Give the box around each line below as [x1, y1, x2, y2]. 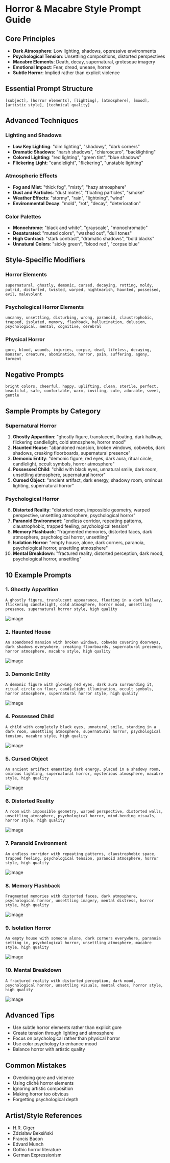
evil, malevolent [5, 292, 42, 297]
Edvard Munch [12, 1141, 44, 1147]
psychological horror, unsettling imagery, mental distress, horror [5, 898, 154, 903]
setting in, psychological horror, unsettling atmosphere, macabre [5, 941, 152, 946]
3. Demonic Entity [5, 670, 51, 678]
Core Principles [5, 34, 56, 43]
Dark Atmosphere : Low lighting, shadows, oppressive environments [12, 48, 157, 54]
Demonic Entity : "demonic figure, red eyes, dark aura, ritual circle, [12, 455, 153, 461]
